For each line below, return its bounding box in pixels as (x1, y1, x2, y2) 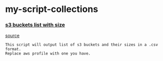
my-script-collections (5, 3, 98, 15)
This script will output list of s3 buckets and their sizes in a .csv (5, 42, 158, 47)
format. (5, 46, 22, 52)
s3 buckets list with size (5, 21, 65, 28)
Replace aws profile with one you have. (5, 51, 91, 56)
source (5, 32, 20, 38)
